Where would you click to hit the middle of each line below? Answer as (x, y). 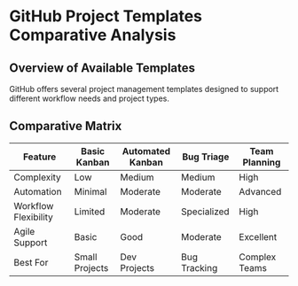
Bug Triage (205, 157)
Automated (146, 151)
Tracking (200, 267)
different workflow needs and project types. (90, 98)
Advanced (260, 191)
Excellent (258, 236)
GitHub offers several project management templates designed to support (144, 89)
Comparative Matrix (66, 126)
